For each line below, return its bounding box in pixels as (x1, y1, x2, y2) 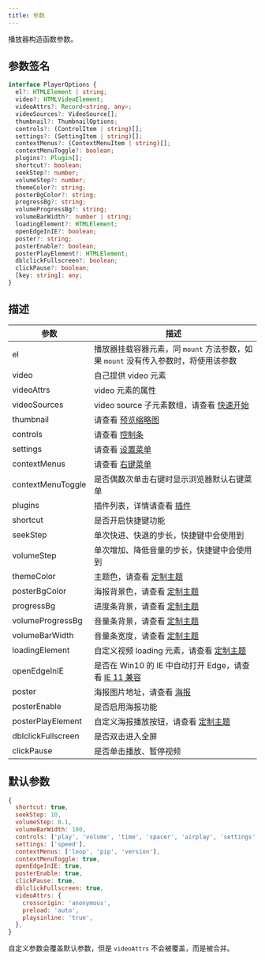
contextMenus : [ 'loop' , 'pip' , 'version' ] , (15, 847, 160, 856)
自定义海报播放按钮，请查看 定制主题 (93, 715, 231, 727)
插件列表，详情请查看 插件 (93, 500, 192, 511)
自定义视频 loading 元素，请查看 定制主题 (93, 644, 247, 656)
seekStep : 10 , (15, 811, 62, 819)
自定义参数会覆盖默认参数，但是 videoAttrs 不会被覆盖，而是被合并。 (8, 943, 234, 953)
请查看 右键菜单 (93, 458, 152, 469)
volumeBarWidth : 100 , (15, 826, 87, 834)
